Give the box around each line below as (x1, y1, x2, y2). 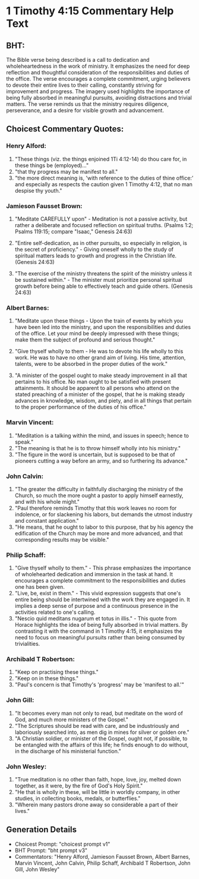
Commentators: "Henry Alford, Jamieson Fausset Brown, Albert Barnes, (14, 853, 191, 860)
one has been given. (14, 583, 65, 591)
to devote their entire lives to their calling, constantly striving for (6, 81, 163, 89)
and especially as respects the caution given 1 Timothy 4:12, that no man (14, 180, 193, 188)
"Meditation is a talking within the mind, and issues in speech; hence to (14, 432, 189, 439)
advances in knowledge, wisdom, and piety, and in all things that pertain (14, 397, 192, 404)
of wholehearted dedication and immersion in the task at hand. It (14, 571, 173, 578)
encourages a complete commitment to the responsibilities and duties (14, 577, 186, 584)
